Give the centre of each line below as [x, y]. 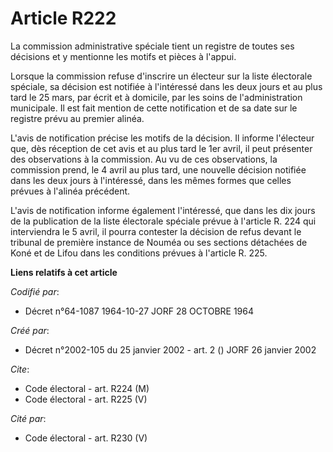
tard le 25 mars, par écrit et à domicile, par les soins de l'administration [156, 97]
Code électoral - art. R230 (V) [86, 438]
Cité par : [28, 418]
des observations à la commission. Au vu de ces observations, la [144, 159]
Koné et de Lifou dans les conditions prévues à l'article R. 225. [139, 253]
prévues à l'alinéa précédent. [70, 191]
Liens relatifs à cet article [64, 272]
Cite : [20, 369]
